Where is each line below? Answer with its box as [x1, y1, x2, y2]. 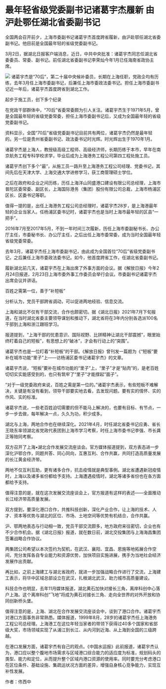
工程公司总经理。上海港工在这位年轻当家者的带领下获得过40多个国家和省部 [5, 620, 158, 626]
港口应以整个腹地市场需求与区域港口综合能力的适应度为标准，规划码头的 [13, 649, 161, 655]
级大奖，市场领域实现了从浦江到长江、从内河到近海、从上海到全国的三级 [5, 627, 152, 633]
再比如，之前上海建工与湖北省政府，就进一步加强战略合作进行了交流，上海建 [5, 568, 161, 574]
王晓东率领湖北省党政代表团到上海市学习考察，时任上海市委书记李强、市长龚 [5, 427, 161, 433]
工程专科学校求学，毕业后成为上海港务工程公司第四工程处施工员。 [18, 153, 152, 159]
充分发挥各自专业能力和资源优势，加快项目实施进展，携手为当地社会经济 [13, 552, 161, 558]
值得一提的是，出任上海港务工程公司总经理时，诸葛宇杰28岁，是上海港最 [5, 203, 154, 208]
